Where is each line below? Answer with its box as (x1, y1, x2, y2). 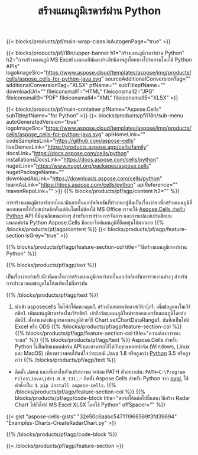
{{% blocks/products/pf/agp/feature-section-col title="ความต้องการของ (14, 330, 181, 337)
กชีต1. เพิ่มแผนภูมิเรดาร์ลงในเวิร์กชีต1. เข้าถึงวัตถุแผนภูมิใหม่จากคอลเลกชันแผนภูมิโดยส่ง (14, 310, 186, 317)
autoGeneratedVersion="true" (6, 118, 79, 126)
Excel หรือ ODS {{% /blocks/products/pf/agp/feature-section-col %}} (14, 323, 182, 330)
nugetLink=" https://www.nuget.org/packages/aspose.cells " (6, 162, 152, 169)
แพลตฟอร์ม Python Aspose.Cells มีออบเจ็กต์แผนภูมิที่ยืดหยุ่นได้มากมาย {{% (6, 219, 164, 226)
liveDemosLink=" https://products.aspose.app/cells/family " (6, 143, 149, 150)
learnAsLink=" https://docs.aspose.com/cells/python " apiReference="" (6, 181, 178, 188)
